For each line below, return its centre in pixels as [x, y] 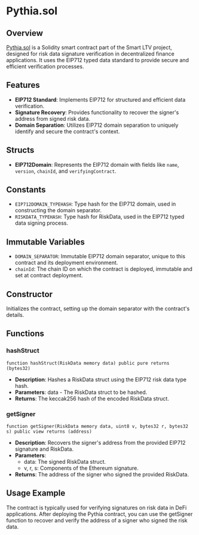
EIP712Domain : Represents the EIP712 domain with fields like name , [97, 164]
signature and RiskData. [44, 449]
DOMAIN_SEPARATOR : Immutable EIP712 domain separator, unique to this [100, 256]
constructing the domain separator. [58, 210]
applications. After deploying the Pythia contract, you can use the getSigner [99, 514]
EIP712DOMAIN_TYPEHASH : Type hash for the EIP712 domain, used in [95, 204]
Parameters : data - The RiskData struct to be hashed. [81, 392]
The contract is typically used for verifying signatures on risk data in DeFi [97, 508]
